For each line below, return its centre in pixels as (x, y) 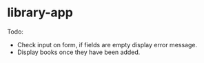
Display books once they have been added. (79, 52)
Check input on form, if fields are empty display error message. (107, 45)
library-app (40, 13)
